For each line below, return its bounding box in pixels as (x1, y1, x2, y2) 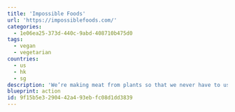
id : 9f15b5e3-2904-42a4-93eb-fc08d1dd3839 (7, 95, 133, 102)
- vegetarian (13, 49, 52, 56)
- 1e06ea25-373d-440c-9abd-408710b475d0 (13, 29, 133, 37)
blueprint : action (7, 88, 61, 95)
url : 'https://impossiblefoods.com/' (7, 17, 117, 24)
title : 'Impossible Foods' (7, 10, 86, 17)
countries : (7, 56, 39, 63)
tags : (7, 36, 23, 43)
